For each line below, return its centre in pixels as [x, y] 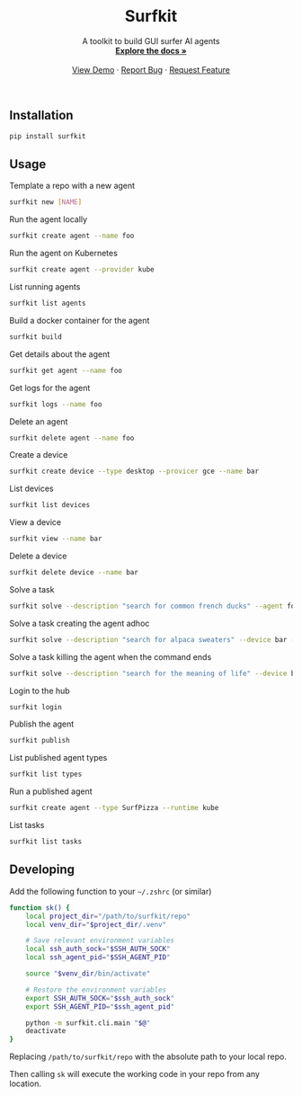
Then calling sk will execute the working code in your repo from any [135, 1074]
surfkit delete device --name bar [74, 573]
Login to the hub [40, 691]
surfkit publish [40, 741]
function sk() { [40, 908]
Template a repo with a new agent [72, 186]
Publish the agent [42, 724]
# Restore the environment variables [96, 990]
